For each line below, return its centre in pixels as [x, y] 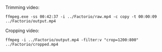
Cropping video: [22, 31]
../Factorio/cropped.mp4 [32, 44]
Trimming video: [23, 7]
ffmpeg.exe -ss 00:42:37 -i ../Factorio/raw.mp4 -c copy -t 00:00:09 [81, 17]
